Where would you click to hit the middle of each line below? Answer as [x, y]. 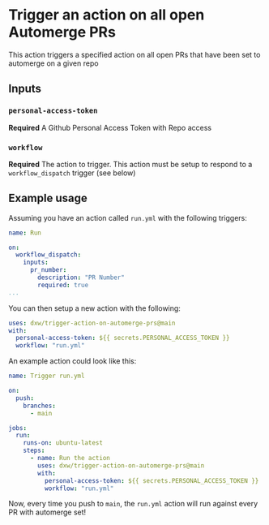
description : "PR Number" [81, 278]
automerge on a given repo [53, 63]
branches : [40, 406]
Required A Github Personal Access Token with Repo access [110, 127]
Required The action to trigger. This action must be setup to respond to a [130, 164]
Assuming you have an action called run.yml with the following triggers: [128, 217]
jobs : [17, 428]
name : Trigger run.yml [47, 376]
